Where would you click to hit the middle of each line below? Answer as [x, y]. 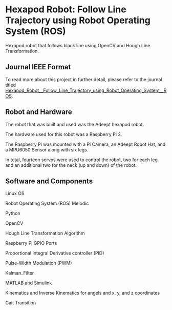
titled [11, 85]
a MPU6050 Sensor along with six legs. [47, 149]
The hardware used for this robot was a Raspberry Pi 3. [64, 134]
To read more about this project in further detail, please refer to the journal [84, 79]
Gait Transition [21, 303]
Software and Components [49, 181]
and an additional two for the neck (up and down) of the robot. [71, 165]
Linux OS [15, 193]
